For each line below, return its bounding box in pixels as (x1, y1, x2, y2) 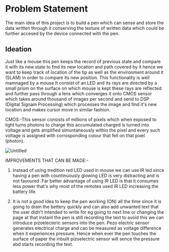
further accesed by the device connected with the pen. (5, 30, 120, 36)
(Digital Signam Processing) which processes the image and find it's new (5, 101, 157, 107)
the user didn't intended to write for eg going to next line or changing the (12, 209, 164, 215)
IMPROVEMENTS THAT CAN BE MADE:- (5, 157, 89, 163)
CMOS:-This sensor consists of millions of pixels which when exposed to (5, 116, 157, 122)
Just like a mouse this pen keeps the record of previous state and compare (5, 58, 161, 65)
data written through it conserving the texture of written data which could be (5, 25, 164, 31)
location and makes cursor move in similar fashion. (5, 106, 111, 112)
